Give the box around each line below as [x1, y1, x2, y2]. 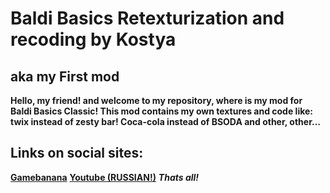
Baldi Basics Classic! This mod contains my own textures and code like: [10, 105, 313, 117]
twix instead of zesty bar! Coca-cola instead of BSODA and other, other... [10, 116, 321, 127]
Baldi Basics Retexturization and [10, 7, 285, 30]
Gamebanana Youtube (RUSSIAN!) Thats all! [10, 171, 200, 183]
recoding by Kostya [10, 28, 177, 51]
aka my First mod [10, 68, 120, 85]
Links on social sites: [10, 145, 144, 162]
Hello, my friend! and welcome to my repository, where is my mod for [10, 95, 303, 106]
